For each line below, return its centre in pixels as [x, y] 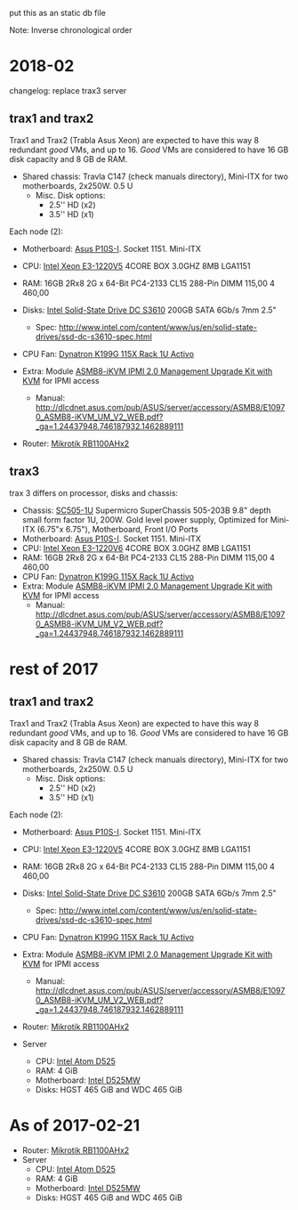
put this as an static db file [58, 13]
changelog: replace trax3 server [68, 90]
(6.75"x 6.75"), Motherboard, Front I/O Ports [117, 529]
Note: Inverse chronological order [71, 30]
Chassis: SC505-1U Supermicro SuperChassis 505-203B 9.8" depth [146, 510]
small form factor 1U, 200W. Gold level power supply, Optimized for [145, 519]
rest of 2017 [54, 669]
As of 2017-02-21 [75, 1125]
